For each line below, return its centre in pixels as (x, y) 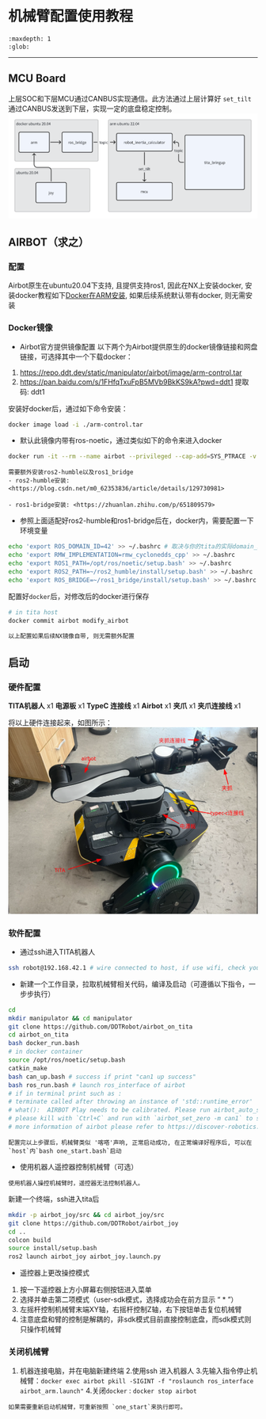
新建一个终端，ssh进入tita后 (54, 1199)
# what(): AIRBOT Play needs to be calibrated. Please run (110, 1110)
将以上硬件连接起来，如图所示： (60, 723)
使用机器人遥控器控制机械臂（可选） (79, 1166)
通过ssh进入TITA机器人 (57, 952)
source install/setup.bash (53, 1249)
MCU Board (37, 79)
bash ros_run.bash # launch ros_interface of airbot (97, 1085)
